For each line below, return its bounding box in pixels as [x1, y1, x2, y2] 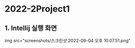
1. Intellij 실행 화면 [4, 24, 57, 32]
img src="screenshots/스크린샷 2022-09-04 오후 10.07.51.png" [4, 38, 131, 43]
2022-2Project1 [4, 3, 70, 15]
